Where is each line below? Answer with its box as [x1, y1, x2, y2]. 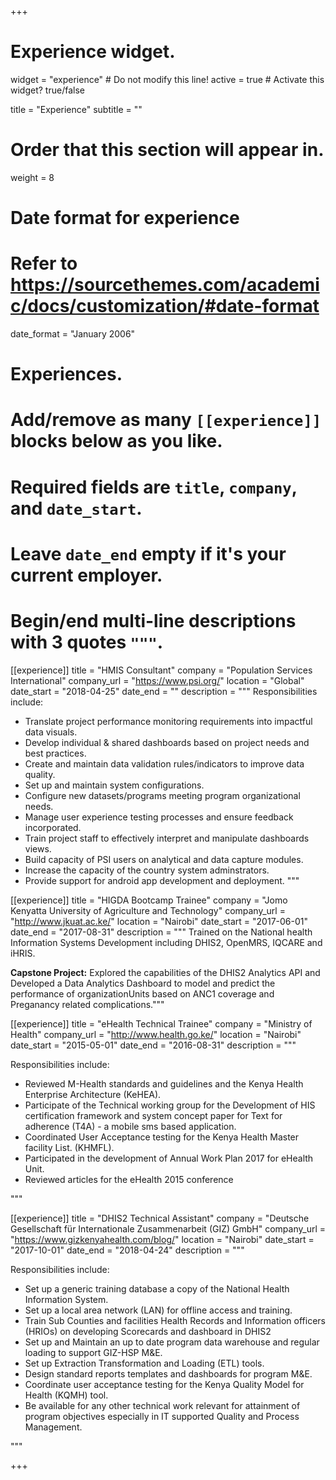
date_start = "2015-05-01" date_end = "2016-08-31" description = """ [10, 1039, 297, 1051]
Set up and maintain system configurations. [24, 779, 205, 791]
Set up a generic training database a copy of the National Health [24, 1282, 290, 1295]
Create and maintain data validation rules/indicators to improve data [24, 757, 305, 770]
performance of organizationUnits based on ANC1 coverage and [10, 987, 275, 1000]
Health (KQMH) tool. [24, 1389, 109, 1401]
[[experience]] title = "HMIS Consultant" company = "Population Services [10, 664, 313, 676]
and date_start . [10, 497, 143, 520]
